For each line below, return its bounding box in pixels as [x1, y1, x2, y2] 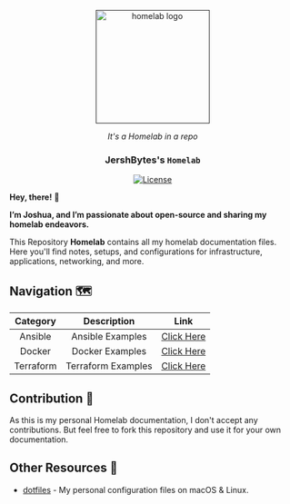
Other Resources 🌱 [9, 460, 118, 476]
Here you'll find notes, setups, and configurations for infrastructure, [9, 246, 264, 257]
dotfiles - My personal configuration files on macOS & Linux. [22, 484, 249, 495]
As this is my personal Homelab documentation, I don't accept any [9, 414, 258, 425]
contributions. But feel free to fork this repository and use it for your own [9, 424, 282, 435]
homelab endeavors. [9, 219, 89, 230]
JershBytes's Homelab [105, 153, 201, 166]
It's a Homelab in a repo [107, 131, 198, 142]
